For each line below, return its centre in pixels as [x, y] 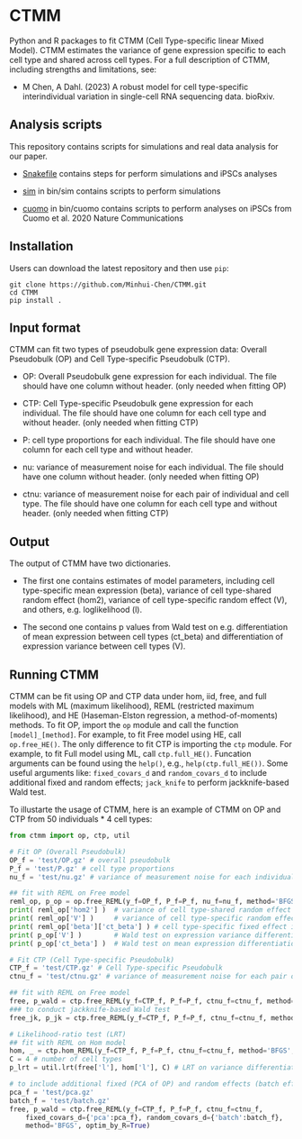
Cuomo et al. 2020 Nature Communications [103, 218]
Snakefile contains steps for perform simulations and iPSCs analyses [150, 173]
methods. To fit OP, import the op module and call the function [124, 725]
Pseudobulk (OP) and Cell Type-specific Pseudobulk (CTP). [120, 359]
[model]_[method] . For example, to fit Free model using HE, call [125, 734]
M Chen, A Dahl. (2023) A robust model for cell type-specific [135, 87]
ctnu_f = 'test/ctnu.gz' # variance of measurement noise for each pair [148, 977]
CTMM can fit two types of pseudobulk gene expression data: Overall [138, 350]
